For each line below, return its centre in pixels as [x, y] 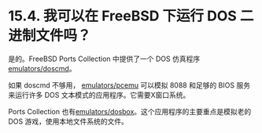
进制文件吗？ [50, 36]
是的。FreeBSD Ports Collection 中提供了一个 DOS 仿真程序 [104, 59]
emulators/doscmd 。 [42, 68]
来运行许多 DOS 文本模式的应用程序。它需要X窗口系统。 [99, 95]
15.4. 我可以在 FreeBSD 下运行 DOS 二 [131, 16]
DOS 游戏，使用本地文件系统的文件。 [68, 121]
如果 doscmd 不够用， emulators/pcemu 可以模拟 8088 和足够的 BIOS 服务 [129, 85]
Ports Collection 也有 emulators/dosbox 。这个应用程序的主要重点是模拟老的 [130, 111]
